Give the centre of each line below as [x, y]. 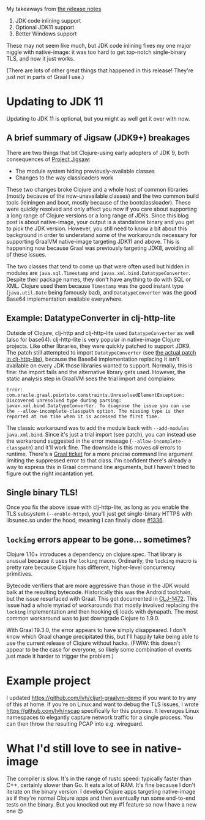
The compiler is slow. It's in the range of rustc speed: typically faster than [99, 779]
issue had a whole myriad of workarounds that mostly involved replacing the [102, 605]
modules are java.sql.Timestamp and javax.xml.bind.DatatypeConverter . [98, 273]
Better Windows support [46, 34]
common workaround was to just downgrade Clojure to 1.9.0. [83, 619]
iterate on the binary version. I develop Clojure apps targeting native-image [101, 792]
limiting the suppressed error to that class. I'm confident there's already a [99, 460]
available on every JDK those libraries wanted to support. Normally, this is [99, 365]
